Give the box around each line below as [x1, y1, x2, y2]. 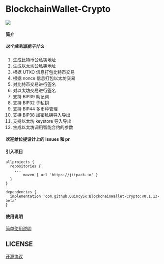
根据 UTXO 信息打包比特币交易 [12, 69, 75, 75]
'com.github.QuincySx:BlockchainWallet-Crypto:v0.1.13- [43, 194, 160, 199]
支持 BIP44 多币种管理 [12, 106, 58, 111]
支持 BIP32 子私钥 [12, 100, 49, 106]
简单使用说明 [5, 225, 31, 231]
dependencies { [5, 190, 37, 195]
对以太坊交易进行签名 [12, 87, 56, 93]
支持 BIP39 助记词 [12, 93, 49, 99]
